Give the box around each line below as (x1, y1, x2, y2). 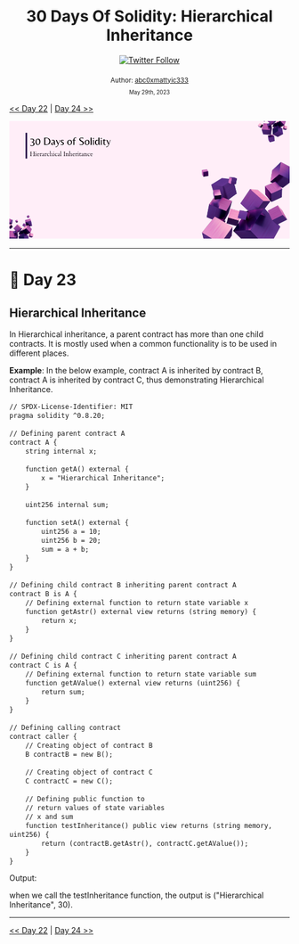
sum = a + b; (41, 546, 90, 554)
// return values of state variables (25, 804, 166, 813)
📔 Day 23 (9, 270, 77, 291)
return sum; (41, 688, 86, 697)
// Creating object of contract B (25, 742, 153, 751)
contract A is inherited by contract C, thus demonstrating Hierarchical (9, 374, 264, 385)
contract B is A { (9, 590, 77, 599)
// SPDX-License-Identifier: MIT (9, 403, 133, 412)
